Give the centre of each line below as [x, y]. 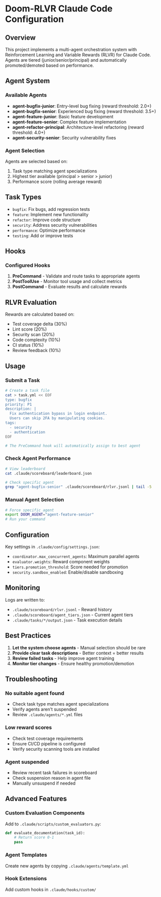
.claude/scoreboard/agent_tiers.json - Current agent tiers [73, 615]
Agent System [28, 81]
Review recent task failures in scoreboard [55, 772]
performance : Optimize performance [49, 230]
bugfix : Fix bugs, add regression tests [51, 209]
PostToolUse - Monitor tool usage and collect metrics [67, 281]
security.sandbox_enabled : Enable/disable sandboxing [68, 572]
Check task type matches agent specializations [60, 704]
